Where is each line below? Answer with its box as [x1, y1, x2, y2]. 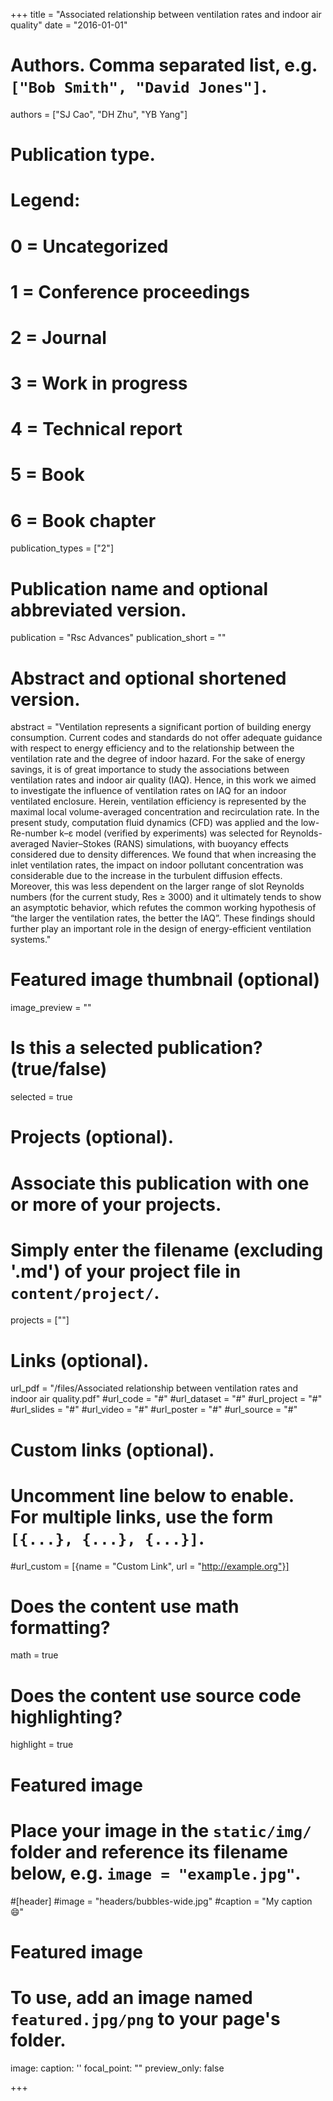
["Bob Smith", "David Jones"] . [10, 75, 268, 98]
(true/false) [10, 1058, 108, 1081]
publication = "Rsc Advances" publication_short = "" [10, 632, 227, 644]
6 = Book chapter [10, 509, 157, 532]
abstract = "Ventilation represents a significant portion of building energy [10, 721, 312, 733]
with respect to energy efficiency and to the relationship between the [10, 742, 295, 754]
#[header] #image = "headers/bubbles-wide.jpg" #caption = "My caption [10, 1895, 313, 1907]
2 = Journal [10, 326, 107, 349]
